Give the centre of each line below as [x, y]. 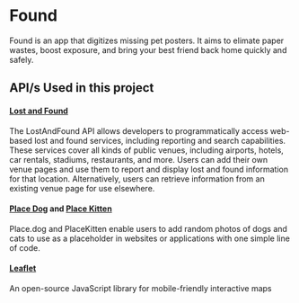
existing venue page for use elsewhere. [82, 188]
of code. [25, 247]
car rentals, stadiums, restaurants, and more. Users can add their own [138, 159]
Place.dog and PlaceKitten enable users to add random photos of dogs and [148, 228]
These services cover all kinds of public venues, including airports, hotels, [147, 150]
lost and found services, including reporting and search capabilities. [160, 140]
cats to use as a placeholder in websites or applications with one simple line [149, 238]
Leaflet [23, 268]
